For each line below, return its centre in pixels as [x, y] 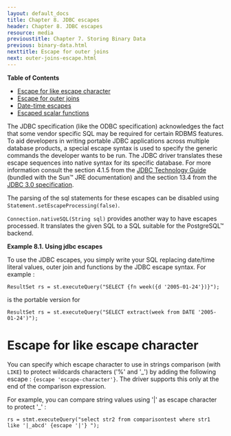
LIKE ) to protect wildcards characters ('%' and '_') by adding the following [112, 371]
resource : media [30, 33]
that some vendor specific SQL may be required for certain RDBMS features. [115, 133]
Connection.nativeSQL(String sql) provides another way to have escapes [112, 218]
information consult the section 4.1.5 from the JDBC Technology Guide [107, 170]
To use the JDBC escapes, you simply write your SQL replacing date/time [111, 260]
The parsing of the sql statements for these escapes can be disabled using [113, 198]
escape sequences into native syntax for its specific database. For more [109, 163]
